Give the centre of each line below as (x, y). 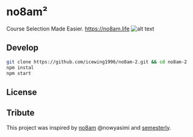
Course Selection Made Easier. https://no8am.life (68, 29)
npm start (19, 73)
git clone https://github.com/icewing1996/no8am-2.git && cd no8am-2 (97, 62)
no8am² (27, 12)
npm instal (20, 68)
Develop (22, 48)
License (22, 92)
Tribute (20, 113)
